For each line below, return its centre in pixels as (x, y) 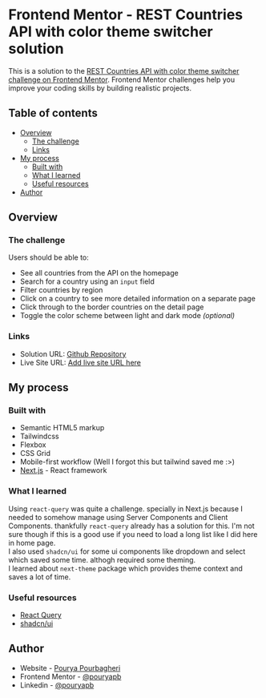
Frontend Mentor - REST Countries (126, 15)
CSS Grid (35, 454)
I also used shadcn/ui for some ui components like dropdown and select (127, 551)
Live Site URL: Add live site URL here (81, 362)
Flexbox (33, 445)
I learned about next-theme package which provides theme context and (125, 568)
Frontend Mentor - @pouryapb (71, 676)
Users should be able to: (49, 257)
